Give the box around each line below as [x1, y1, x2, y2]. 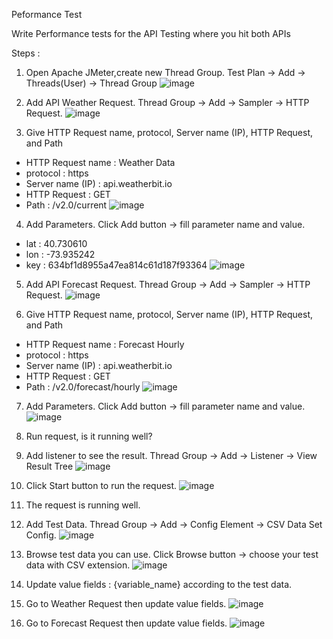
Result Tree [25, 460, 74, 472]
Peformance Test [11, 9, 83, 20]
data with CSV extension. [25, 559, 131, 571]
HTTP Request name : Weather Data [25, 157, 176, 168]
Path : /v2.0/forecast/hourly [25, 381, 141, 393]
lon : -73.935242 [25, 249, 96, 260]
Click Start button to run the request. [25, 480, 178, 491]
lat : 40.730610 [25, 238, 88, 249]
